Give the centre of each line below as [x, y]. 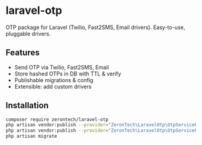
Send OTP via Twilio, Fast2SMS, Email [62, 67]
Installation [27, 105]
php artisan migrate [32, 137]
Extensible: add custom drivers [53, 86]
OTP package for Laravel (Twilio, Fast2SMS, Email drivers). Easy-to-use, [95, 27]
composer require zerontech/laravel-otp [57, 119]
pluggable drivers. [28, 33]
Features [23, 53]
